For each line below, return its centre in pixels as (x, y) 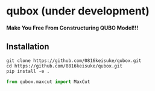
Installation (28, 47)
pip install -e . (28, 71)
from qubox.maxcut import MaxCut (48, 82)
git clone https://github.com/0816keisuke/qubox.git (74, 61)
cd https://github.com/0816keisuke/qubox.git (64, 66)
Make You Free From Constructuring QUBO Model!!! (72, 28)
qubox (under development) (78, 11)
